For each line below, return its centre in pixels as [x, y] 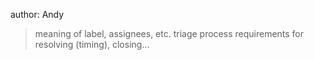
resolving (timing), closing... [92, 44]
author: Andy [37, 14]
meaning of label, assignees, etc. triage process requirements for [169, 33]
